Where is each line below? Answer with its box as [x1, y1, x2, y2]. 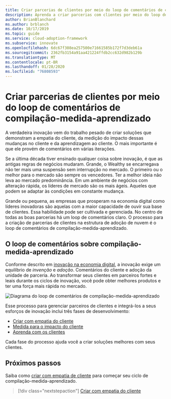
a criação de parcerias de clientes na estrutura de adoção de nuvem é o [5, 220, 157, 226]
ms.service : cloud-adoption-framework [5, 36, 88, 41]
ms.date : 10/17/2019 [5, 26, 49, 32]
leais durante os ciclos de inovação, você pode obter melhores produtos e [5, 277, 161, 283]
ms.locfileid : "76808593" [5, 69, 60, 74]
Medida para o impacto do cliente [12, 323, 83, 329]
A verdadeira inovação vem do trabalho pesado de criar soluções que [5, 129, 152, 136]
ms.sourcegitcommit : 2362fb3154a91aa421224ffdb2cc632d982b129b [5, 50, 142, 55]
